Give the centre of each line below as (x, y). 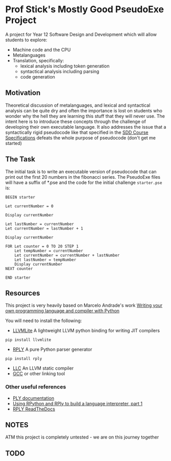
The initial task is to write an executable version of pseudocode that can (81, 172)
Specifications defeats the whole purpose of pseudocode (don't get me (80, 138)
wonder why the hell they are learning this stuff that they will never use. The (85, 116)
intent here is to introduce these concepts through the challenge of (76, 122)
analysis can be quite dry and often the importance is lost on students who (84, 110)
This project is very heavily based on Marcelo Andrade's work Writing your (84, 305)
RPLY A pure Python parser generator (52, 349)
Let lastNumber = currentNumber (40, 224)
